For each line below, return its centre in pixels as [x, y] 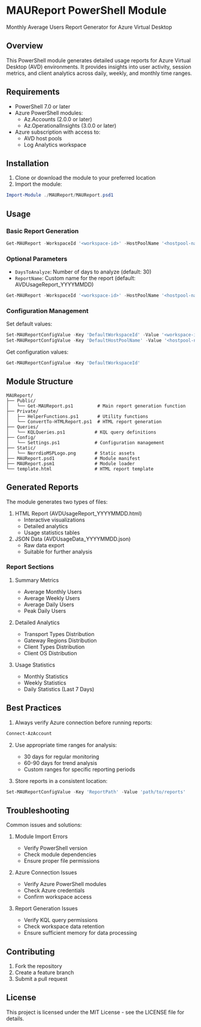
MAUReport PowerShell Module [86, 10]
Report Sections [30, 567]
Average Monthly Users [53, 592]
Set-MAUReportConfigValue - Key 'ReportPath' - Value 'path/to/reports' [96, 792]
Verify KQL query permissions [61, 920]
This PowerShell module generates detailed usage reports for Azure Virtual [99, 60]
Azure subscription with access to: [57, 132]
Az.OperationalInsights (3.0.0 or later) [70, 125]
